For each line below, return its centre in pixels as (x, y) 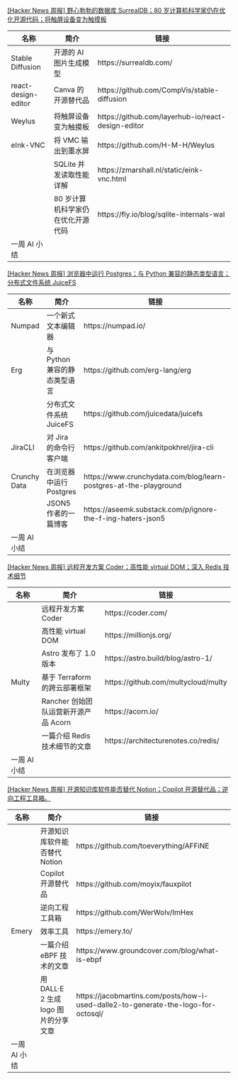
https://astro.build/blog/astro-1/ (158, 658)
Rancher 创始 (64, 701)
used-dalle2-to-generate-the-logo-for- (146, 1005)
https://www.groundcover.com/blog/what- (148, 950)
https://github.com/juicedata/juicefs (143, 414)
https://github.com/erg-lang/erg (137, 370)
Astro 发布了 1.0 (69, 653)
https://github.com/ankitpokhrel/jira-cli (149, 447)
